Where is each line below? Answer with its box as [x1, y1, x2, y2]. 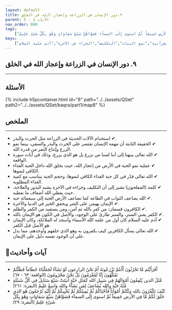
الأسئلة [5, 83, 25, 92]
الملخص [5, 117, 28, 125]
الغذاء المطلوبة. [12, 179, 42, 185]
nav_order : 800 [5, 21, 38, 27]
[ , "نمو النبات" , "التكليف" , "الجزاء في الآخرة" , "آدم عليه [14, 41, 150, 46]
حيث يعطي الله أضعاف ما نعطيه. [12, 190, 75, 196]
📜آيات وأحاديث [5, 248, 47, 256]
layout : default [5, 7, 40, 13]
